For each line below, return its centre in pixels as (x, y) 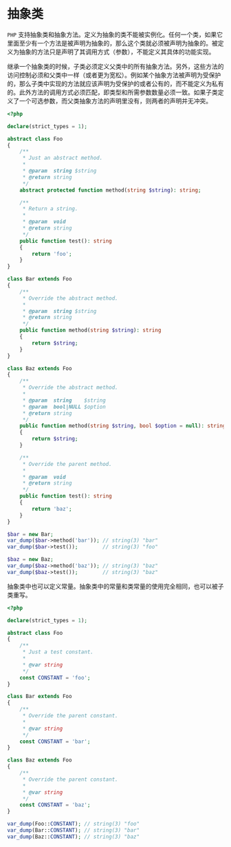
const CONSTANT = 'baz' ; (55, 805)
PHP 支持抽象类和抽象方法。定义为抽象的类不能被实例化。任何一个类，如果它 (115, 34)
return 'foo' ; (52, 254)
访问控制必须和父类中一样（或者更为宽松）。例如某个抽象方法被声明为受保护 (114, 75)
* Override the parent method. (67, 464)
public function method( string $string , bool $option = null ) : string (123, 426)
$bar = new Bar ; (30, 534)
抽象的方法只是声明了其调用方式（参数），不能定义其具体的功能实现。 (117, 52)
